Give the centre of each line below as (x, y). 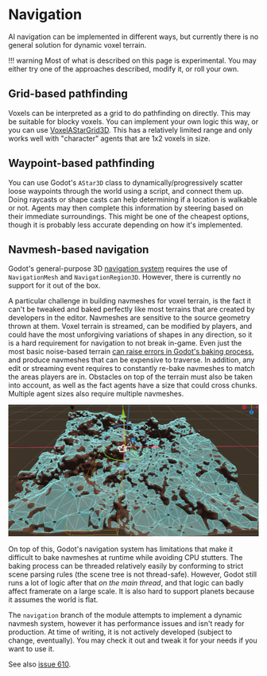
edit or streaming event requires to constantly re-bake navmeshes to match (132, 369)
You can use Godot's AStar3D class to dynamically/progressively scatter (126, 182)
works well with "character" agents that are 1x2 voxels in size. (109, 138)
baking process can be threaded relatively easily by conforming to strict (126, 566)
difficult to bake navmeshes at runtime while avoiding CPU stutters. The (126, 557)
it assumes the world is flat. (53, 599)
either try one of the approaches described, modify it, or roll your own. (124, 68)
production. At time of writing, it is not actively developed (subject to (120, 632)
